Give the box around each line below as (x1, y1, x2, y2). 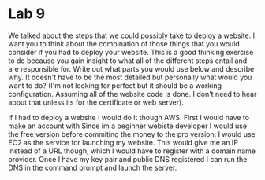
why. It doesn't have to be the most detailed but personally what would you (8, 72, 252, 82)
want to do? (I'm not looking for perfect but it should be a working (8, 80, 222, 90)
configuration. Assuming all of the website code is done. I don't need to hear (8, 89, 257, 98)
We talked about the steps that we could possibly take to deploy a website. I (8, 31, 255, 40)
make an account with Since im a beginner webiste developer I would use (8, 121, 247, 130)
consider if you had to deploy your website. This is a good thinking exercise (8, 47, 254, 57)
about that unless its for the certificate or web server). (8, 97, 184, 107)
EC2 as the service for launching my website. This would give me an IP (8, 138, 239, 147)
